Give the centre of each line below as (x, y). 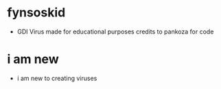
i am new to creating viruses (57, 78)
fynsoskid (36, 13)
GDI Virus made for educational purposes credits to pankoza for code (115, 31)
